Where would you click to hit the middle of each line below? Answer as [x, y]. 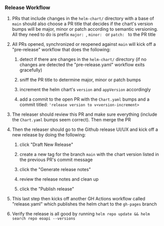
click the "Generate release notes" [55, 170]
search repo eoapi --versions [44, 219]
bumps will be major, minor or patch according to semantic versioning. [85, 29]
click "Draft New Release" [46, 144]
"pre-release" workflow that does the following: [61, 50]
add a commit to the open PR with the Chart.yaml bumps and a [84, 99]
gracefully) [31, 70]
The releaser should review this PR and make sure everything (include [85, 114]
